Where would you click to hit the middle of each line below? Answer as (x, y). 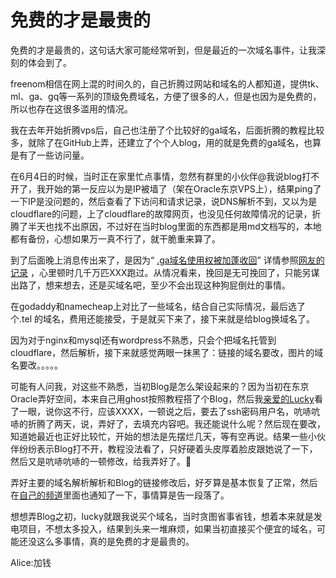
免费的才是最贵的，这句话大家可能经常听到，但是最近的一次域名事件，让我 (163, 50)
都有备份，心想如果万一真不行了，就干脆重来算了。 (115, 238)
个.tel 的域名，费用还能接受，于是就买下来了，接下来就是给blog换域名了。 (162, 318)
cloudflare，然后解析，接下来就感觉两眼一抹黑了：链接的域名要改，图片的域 (167, 352)
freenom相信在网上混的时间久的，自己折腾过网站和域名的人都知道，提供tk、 (167, 83)
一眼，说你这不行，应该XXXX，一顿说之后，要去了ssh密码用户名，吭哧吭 (169, 411)
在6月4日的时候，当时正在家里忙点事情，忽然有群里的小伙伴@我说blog (156, 176)
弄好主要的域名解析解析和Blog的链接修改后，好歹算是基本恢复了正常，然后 (164, 482)
